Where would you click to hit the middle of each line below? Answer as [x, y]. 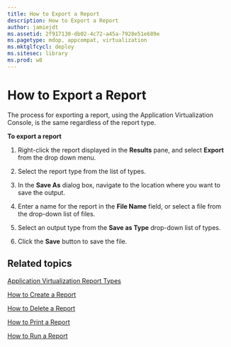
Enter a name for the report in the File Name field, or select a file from [119, 206]
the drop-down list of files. [56, 214]
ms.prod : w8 [25, 60]
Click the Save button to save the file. [72, 241]
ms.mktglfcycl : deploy [41, 47]
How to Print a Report [39, 322]
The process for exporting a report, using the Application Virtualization [111, 115]
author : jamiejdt [33, 27]
